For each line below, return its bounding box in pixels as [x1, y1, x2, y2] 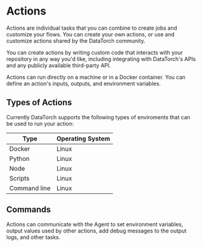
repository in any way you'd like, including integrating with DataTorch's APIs [6, 55, 196, 62]
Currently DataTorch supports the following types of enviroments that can [6, 113, 190, 120]
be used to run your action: [6, 120, 74, 127]
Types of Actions [6, 97, 72, 108]
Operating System [56, 134, 110, 143]
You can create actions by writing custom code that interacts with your [6, 48, 183, 56]
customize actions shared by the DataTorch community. [6, 37, 146, 44]
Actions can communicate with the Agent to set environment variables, [6, 220, 184, 228]
